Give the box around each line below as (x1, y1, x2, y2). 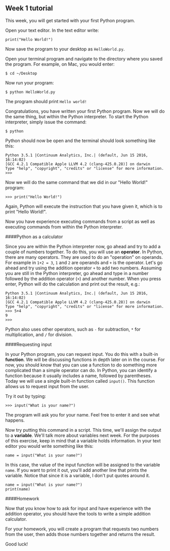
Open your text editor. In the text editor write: (5, 27, 99, 33)
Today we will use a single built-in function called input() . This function (5, 378, 155, 384)
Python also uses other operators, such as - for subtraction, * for (5, 326, 141, 332)
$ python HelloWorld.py (5, 89, 56, 95)
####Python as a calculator (5, 234, 63, 240)
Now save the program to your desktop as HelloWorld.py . (5, 45, 125, 52)
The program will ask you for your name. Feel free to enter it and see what (5, 411, 160, 418)
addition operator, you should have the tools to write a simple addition (5, 511, 151, 517)
